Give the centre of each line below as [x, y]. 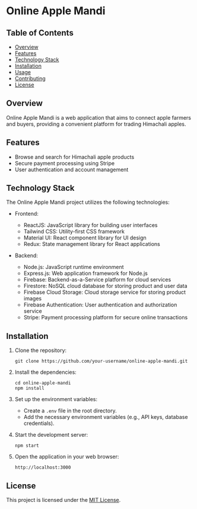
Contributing [30, 79]
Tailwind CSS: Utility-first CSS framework [74, 232]
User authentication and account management [72, 169]
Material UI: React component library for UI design [85, 238]
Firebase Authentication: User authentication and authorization [100, 305]
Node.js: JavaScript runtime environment [74, 267]
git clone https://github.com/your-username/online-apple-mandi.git [101, 361]
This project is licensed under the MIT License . [63, 500]
